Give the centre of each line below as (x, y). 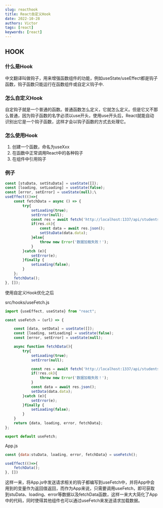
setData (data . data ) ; (52, 391)
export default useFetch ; (31, 436)
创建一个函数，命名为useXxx (41, 147)
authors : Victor (21, 23)
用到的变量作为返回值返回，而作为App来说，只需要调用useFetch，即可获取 (80, 489)
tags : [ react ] (19, 28)
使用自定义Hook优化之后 (30, 293)
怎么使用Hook (21, 135)
